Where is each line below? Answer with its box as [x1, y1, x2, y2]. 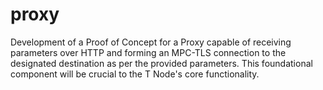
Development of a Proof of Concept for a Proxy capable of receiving [10, 36, 292, 48]
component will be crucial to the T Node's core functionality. [10, 68, 260, 80]
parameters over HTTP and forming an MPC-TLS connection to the [10, 46, 287, 58]
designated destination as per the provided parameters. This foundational [10, 57, 313, 69]
